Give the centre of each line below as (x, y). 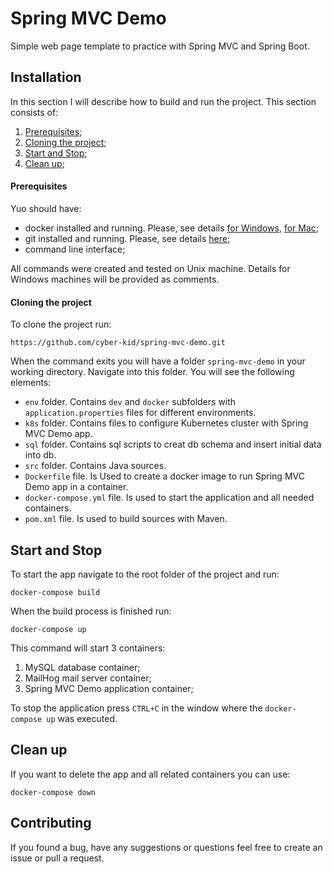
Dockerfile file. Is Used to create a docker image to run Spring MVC (164, 476)
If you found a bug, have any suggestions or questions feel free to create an (166, 847)
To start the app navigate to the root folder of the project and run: (145, 574)
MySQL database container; (82, 667)
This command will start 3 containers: (88, 648)
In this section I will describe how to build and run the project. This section (163, 101)
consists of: (34, 112)
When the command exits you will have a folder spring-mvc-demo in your (158, 361)
